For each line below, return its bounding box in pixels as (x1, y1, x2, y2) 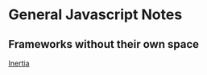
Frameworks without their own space (8, 37, 200, 51)
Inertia (8, 58, 30, 68)
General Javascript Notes (8, 6, 183, 24)
